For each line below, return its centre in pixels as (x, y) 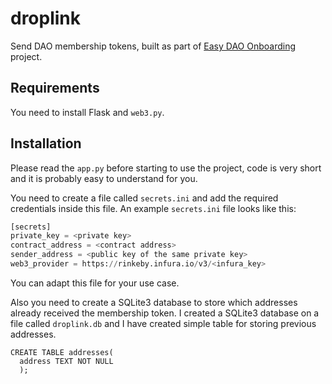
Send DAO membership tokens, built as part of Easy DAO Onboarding (153, 46)
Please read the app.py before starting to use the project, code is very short (166, 168)
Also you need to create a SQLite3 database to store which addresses (154, 302)
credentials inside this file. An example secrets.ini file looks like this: (153, 208)
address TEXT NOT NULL (66, 361)
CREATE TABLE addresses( (62, 352)
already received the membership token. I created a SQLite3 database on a (165, 313)
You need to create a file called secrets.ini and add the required (144, 198)
